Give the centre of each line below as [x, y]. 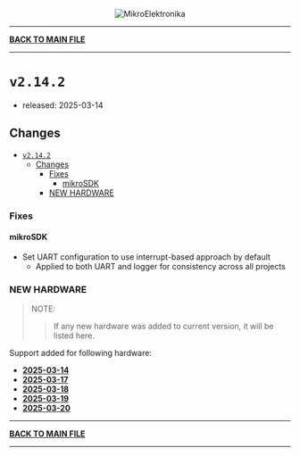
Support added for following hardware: [80, 353]
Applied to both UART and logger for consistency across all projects [160, 266]
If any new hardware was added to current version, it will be [163, 327]
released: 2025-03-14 [62, 105]
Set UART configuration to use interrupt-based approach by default [146, 257]
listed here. [74, 336]
